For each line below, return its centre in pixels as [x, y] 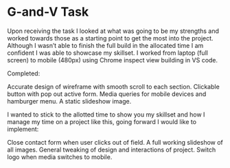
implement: [23, 129]
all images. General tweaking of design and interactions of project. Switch [112, 149]
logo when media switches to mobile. [60, 157]
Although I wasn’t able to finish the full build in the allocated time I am [105, 45]
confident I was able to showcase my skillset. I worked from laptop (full [107, 53]
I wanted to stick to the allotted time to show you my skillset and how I [106, 115]
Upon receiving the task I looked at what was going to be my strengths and [113, 31]
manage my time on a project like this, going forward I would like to [102, 121]
